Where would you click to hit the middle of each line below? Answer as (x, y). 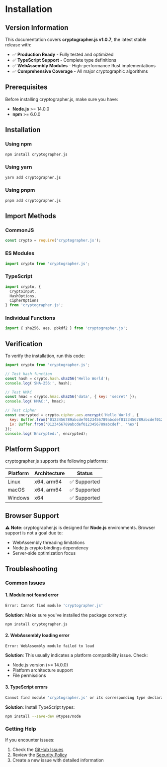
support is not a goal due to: (34, 533)
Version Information (37, 28)
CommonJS (20, 230)
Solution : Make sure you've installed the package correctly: (66, 615)
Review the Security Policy (40, 755)
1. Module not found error (32, 595)
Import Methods (31, 216)
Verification (24, 344)
